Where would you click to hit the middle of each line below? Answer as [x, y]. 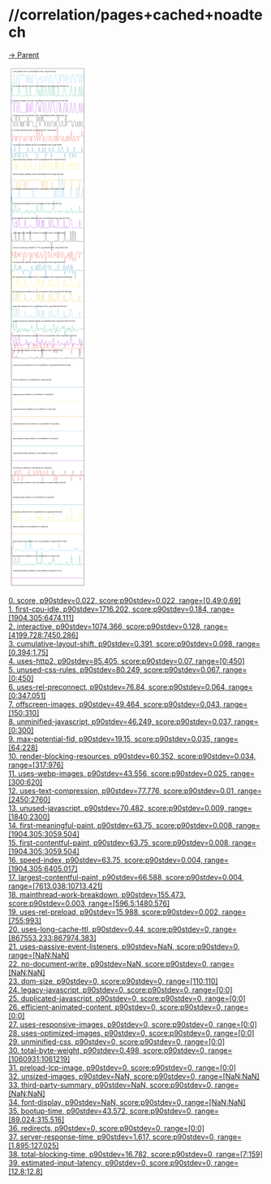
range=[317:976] [36, 765]
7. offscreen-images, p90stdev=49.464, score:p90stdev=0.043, [115, 704]
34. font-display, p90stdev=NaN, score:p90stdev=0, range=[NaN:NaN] [127, 1102]
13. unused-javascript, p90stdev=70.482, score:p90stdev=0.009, [117, 808]
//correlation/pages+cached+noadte [135, 15]
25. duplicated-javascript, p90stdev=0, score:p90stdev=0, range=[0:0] [127, 998]
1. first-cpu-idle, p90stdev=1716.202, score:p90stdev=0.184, [109, 609]
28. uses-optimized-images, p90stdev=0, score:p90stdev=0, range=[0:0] [131, 1033]
